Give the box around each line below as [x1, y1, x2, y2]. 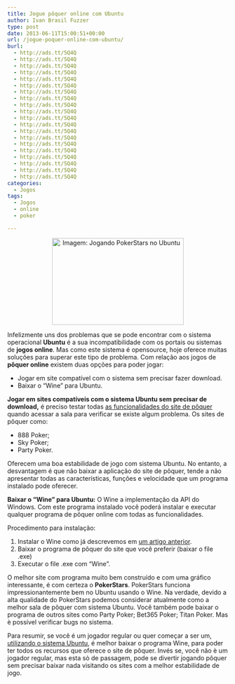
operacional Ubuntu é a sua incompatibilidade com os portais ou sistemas [7, 338, 222, 346]
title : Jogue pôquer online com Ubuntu [7, 10, 124, 18]
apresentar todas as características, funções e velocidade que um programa [7, 474, 229, 482]
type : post [7, 23, 39, 30]
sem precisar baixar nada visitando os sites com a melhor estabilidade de [7, 661, 220, 669]
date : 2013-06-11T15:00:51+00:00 [7, 29, 105, 37]
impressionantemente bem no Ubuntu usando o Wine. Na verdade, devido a [7, 588, 227, 596]
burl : [7, 43, 23, 50]
